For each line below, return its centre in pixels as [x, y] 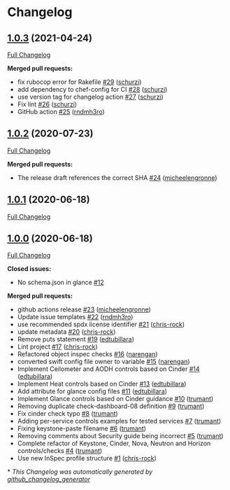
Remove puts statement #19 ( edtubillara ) [76, 339]
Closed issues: [29, 269]
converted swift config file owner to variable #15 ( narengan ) [103, 362]
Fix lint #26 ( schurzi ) [47, 104]
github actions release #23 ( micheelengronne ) [84, 309]
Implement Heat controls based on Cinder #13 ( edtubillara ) [102, 384]
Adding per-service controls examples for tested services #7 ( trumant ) [119, 421]
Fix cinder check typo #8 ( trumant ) [68, 414]
